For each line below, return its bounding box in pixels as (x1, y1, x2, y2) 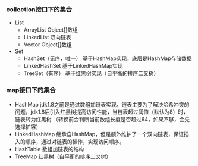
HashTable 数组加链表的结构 (14, 145, 84, 152)
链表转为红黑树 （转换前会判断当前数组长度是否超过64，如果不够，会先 (14, 115, 190, 123)
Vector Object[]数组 (23, 41, 73, 48)
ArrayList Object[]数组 (23, 26, 78, 33)
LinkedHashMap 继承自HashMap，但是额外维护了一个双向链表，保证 (14, 130, 184, 137)
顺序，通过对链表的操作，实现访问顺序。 (25, 138, 125, 145)
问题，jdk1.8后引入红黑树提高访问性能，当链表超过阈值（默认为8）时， (14, 108, 189, 115)
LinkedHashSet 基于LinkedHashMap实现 (23, 62, 123, 70)
